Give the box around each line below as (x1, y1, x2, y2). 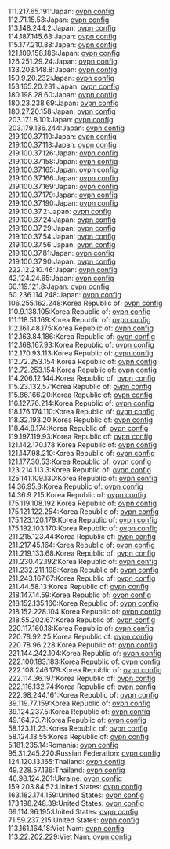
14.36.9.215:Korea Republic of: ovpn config (8, 490, 146, 499)
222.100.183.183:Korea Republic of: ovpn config (8, 657, 161, 666)
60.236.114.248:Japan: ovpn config (8, 290, 121, 299)
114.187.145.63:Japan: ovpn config (8, 31, 118, 41)
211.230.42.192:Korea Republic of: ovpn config (8, 557, 158, 566)
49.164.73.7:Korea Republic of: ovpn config (8, 716, 146, 724)
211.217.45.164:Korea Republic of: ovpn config (8, 541, 155, 549)
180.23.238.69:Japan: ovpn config (8, 98, 119, 107)
